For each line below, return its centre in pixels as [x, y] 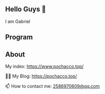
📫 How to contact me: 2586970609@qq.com [52, 86]
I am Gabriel [18, 21]
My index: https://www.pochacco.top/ [44, 66]
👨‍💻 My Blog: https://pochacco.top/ [41, 76]
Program [19, 37]
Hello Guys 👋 [26, 9]
